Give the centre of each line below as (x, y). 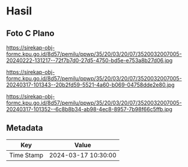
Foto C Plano (30, 33)
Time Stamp (26, 155)
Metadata (25, 128)
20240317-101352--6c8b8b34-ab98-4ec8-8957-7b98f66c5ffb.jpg (89, 109)
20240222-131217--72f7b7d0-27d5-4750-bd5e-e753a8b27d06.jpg (89, 60)
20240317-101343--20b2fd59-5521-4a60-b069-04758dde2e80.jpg (91, 85)
